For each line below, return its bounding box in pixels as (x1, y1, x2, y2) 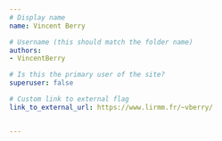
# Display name (9, 12, 66, 22)
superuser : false (9, 79, 74, 87)
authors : (9, 46, 42, 54)
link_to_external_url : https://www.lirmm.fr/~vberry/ (9, 103, 214, 112)
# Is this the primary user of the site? (9, 70, 166, 79)
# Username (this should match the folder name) (9, 37, 193, 46)
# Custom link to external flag (9, 95, 129, 104)
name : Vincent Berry (9, 21, 86, 30)
